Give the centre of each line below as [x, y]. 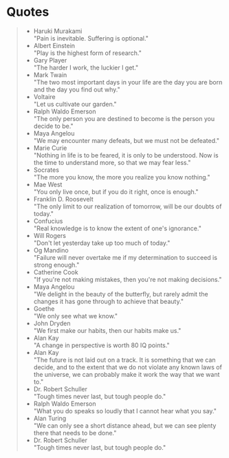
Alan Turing [50, 418]
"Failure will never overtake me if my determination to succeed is [126, 257]
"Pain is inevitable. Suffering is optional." [91, 38]
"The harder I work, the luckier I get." [86, 67]
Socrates [46, 170]
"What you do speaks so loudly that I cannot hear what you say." [125, 411]
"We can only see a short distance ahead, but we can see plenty [125, 425]
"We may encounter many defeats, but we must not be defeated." [126, 140]
